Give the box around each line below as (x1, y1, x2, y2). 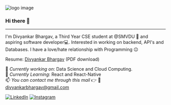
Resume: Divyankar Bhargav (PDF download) (5, 56, 100, 63)
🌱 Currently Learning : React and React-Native (5, 71, 101, 78)
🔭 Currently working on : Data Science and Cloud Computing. (5, 66, 133, 72)
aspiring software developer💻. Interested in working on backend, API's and (5, 39, 164, 45)
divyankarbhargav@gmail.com (5, 84, 70, 90)
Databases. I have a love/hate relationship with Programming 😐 (5, 46, 138, 52)
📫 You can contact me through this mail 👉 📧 (5, 77, 101, 83)
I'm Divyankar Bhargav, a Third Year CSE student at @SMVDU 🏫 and (5, 33, 149, 40)
